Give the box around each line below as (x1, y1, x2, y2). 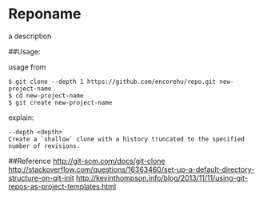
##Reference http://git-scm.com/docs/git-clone (8, 156, 165, 165)
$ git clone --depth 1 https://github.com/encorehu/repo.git (8, 78, 217, 86)
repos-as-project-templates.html (8, 181, 117, 191)
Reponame (8, 5, 82, 23)
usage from (8, 62, 46, 72)
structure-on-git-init (8, 173, 74, 182)
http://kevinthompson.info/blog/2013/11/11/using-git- (75, 173, 249, 182)
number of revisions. (8, 141, 81, 150)
